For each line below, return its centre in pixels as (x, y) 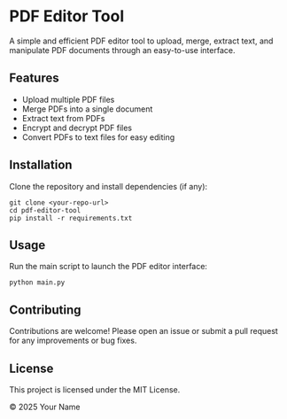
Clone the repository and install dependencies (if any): (109, 186)
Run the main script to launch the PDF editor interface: (109, 267)
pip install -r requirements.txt (71, 218)
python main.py (37, 283)
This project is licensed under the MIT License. (95, 390)
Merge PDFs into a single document (87, 109)
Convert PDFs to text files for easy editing (98, 137)
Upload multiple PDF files (68, 99)
